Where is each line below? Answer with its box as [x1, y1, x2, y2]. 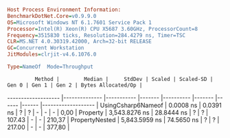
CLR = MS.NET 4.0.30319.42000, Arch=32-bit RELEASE [7, 38, 152, 45]
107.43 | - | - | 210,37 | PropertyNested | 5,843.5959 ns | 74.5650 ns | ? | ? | [7, 115, 220, 124]
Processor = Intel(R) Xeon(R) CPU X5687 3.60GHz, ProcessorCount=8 [7, 25, 198, 32]
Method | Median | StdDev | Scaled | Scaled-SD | [34, 76, 214, 82]
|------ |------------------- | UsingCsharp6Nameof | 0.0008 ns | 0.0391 [19, 101, 222, 109]
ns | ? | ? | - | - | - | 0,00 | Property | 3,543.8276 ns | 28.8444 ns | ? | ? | [7, 108, 208, 117]
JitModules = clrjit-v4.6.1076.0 [7, 51, 97, 58]
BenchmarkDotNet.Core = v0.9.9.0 [7, 12, 97, 19]
